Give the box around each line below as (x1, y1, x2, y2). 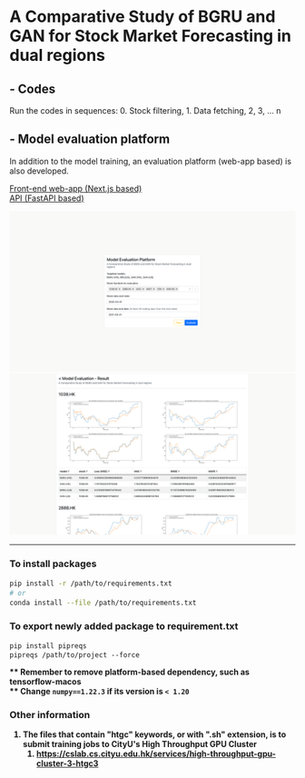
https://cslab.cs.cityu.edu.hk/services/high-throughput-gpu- (35, 748, 277, 760)
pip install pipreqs (9, 642, 88, 651)
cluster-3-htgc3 (35, 758, 99, 769)
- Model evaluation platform (9, 132, 171, 147)
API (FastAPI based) (9, 193, 84, 204)
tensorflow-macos (9, 676, 82, 687)
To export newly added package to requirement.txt (9, 620, 239, 633)
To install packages (9, 557, 97, 570)
